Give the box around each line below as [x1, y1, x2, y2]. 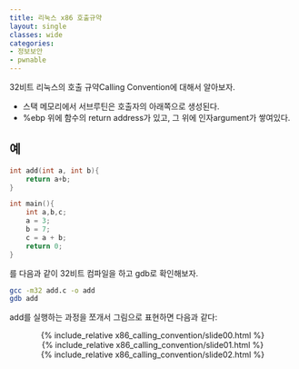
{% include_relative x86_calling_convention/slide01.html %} [41, 340, 264, 351]
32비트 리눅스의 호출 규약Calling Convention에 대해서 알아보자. [9, 82, 236, 92]
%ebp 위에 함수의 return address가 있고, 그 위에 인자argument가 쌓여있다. [22, 113, 291, 123]
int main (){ [9, 199, 55, 209]
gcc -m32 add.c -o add [9, 285, 95, 295]
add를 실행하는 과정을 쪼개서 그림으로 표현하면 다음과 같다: [9, 312, 218, 323]
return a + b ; [25, 175, 71, 184]
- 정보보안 [9, 47, 44, 56]
